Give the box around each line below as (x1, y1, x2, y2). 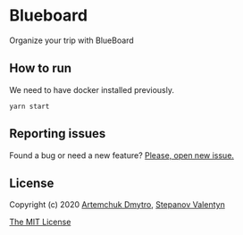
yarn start (9, 102, 50, 111)
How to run (9, 61, 72, 76)
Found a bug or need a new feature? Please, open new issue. (9, 149, 235, 161)
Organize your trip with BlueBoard (9, 35, 134, 46)
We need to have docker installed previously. (9, 84, 174, 95)
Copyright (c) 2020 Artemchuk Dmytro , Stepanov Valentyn (9, 199, 225, 210)
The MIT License (9, 216, 71, 228)
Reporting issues (9, 126, 106, 141)
